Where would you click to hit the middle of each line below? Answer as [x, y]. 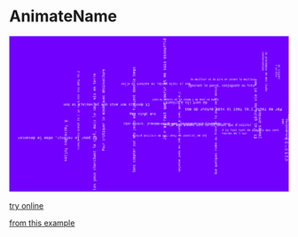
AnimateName [63, 16]
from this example [42, 223]
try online [27, 206]
